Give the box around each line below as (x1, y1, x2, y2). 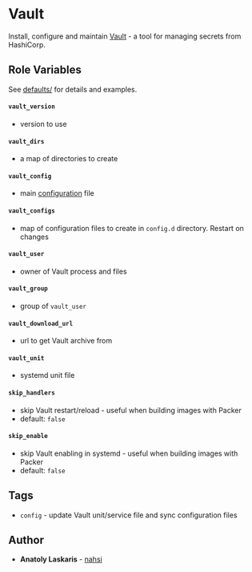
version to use (19, 119, 67, 128)
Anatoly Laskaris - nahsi (19, 554, 102, 564)
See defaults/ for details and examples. (8, 84, 138, 94)
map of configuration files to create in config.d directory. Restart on (19, 223, 244, 233)
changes (19, 232, 50, 241)
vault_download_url (8, 319, 74, 327)
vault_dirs (8, 137, 45, 145)
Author (8, 533, 44, 546)
